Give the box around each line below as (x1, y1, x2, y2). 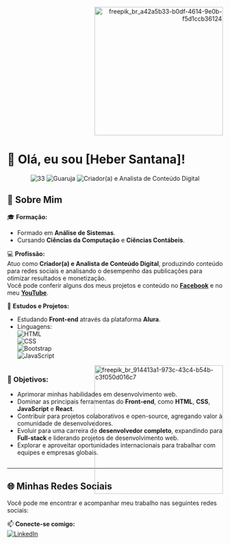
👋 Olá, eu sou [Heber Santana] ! (7, 151, 186, 167)
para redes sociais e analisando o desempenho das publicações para (7, 267, 203, 275)
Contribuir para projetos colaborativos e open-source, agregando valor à (16, 412, 222, 421)
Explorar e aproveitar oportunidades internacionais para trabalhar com (16, 441, 216, 449)
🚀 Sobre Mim (7, 194, 63, 206)
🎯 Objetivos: (7, 374, 49, 384)
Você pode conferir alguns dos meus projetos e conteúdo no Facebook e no (7, 281, 223, 289)
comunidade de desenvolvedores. (16, 419, 114, 428)
